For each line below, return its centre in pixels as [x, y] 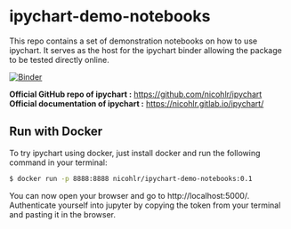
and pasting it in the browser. [63, 214]
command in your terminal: [58, 162]
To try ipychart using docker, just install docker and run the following [135, 153]
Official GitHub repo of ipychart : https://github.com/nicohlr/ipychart [136, 94]
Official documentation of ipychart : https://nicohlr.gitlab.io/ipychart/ [137, 103]
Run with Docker [56, 132]
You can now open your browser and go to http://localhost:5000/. [129, 195]
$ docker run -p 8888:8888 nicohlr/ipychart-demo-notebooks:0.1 [131, 178]
